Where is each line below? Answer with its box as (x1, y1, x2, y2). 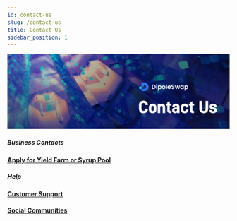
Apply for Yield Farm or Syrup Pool (7, 156, 111, 165)
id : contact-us (7, 11, 52, 18)
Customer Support (7, 190, 63, 198)
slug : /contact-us (7, 18, 61, 26)
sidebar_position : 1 (7, 34, 68, 41)
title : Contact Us (7, 26, 61, 33)
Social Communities (7, 205, 68, 215)
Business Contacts (7, 138, 65, 146)
